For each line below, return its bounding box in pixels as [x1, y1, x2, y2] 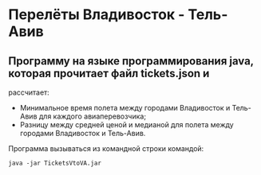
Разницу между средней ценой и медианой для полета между [19, 120, 234, 129]
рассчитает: [8, 87, 49, 97]
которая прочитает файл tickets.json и [8, 66, 210, 80]
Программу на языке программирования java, [8, 54, 254, 68]
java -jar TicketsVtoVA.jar [8, 159, 102, 167]
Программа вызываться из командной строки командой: [8, 144, 204, 153]
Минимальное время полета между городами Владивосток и [19, 103, 231, 112]
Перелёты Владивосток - [8, 6, 185, 24]
